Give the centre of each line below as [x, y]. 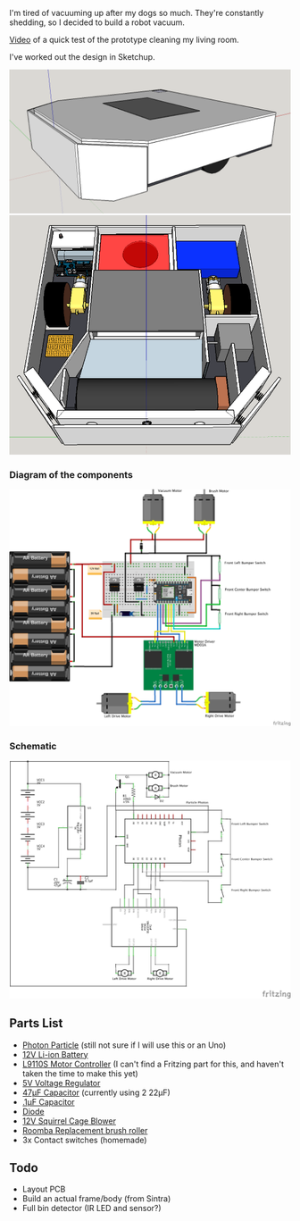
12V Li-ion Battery [55, 1054]
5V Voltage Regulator [61, 1083]
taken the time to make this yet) [80, 1073]
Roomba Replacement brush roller [85, 1130]
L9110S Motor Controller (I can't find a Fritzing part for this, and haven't [153, 1064]
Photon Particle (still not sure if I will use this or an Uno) [124, 1045]
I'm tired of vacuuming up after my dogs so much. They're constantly [137, 13]
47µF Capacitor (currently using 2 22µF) [96, 1092]
